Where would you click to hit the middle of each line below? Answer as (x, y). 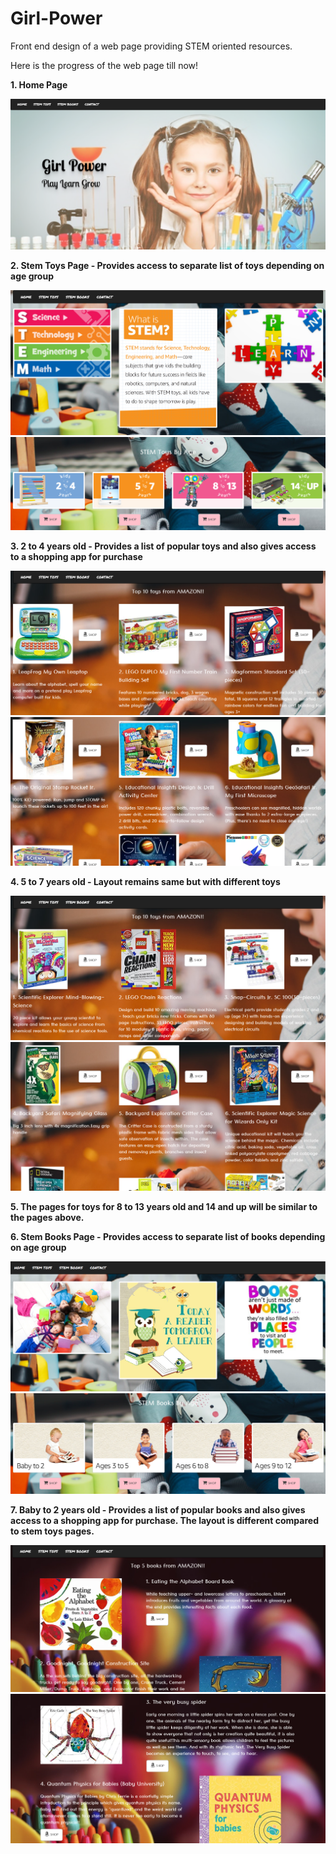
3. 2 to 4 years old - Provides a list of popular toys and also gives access (163, 546)
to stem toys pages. (52, 1531)
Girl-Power (56, 18)
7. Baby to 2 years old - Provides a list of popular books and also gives (158, 1510)
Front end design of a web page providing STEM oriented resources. (151, 46)
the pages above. (47, 1218)
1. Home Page (39, 84)
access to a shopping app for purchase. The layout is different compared (164, 1521)
